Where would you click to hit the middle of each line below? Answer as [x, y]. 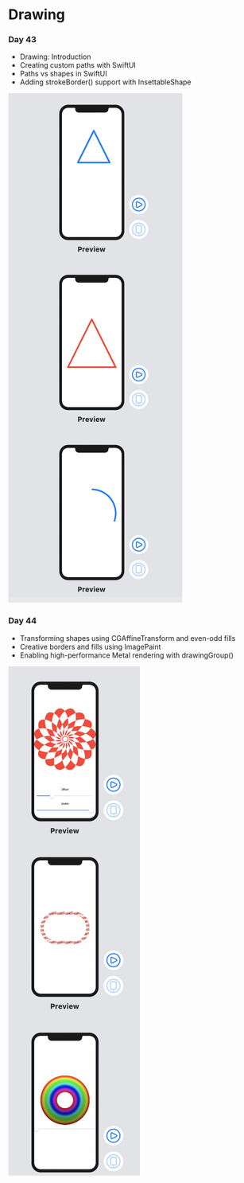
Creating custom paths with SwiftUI [78, 65]
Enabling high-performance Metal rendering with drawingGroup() [127, 655]
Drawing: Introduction [55, 57]
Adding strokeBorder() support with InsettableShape [105, 82]
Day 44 [23, 621]
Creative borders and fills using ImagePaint [90, 646]
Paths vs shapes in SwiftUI [63, 74]
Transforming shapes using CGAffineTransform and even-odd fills [128, 638]
